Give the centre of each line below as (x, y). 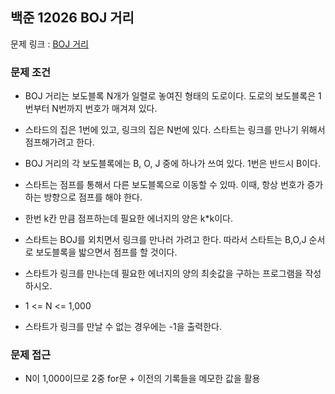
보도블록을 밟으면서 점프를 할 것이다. (106, 252)
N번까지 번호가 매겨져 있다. (104, 109)
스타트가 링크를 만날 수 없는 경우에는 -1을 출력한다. (123, 327)
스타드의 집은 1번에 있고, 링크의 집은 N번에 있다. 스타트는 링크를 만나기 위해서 (175, 130)
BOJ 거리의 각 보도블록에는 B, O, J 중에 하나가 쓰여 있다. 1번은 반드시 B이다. (172, 164)
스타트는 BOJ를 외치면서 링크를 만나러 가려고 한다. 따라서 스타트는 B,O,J (165, 240)
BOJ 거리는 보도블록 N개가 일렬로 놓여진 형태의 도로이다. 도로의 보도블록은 (170, 96)
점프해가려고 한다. (59, 142)
